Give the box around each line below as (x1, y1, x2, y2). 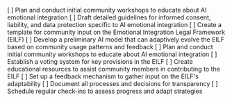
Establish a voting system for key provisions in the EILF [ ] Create (7, 58, 193, 65)
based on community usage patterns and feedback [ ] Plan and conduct (7, 43, 213, 51)
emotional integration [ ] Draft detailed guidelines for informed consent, (7, 13, 211, 22)
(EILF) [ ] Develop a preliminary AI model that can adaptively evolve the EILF (7, 35, 224, 44)
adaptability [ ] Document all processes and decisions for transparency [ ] (7, 80, 218, 87)
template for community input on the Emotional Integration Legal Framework (7, 28, 226, 36)
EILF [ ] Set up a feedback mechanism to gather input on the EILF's (7, 72, 199, 80)
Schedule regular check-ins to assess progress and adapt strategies (7, 87, 203, 95)
